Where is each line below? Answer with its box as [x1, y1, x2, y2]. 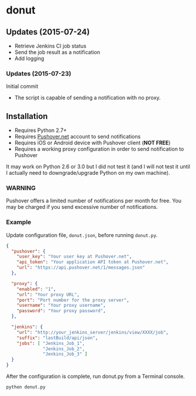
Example [6, 218, 32, 226]
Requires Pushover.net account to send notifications [14, 133, 141, 140]
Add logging [14, 55, 44, 62]
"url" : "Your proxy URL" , [16, 292, 80, 297]
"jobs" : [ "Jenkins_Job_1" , [16, 340, 85, 346]
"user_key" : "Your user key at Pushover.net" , [16, 253, 132, 260]
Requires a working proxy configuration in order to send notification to [14, 145, 184, 153]
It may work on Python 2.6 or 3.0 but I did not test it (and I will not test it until [6, 163, 190, 170]
